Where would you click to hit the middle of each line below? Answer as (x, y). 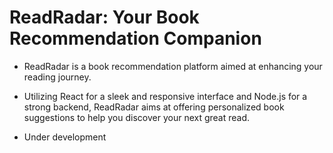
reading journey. (57, 77)
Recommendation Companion (135, 38)
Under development (65, 137)
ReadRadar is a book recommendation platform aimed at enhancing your (173, 66)
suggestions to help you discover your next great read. (137, 117)
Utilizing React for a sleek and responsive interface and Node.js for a (165, 96)
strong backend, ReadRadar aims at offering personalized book (154, 107)
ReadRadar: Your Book (104, 17)
